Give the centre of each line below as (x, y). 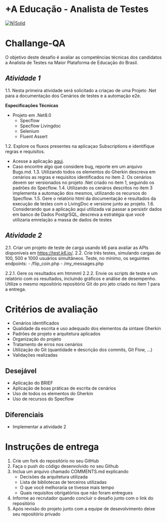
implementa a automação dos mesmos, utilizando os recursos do (79, 193)
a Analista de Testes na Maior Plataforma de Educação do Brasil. (72, 62)
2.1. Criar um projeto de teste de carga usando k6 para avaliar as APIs (77, 247)
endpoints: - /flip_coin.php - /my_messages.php (54, 264)
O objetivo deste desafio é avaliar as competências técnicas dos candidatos (83, 57)
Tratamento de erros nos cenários (47, 345)
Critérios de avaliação (52, 309)
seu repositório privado (36, 514)
